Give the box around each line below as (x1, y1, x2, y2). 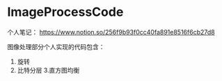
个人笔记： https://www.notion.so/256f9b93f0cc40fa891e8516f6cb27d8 (7, 28, 215, 36)
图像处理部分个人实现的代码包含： (7, 42, 105, 51)
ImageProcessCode (7, 4, 124, 20)
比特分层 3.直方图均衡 (17, 66, 80, 74)
